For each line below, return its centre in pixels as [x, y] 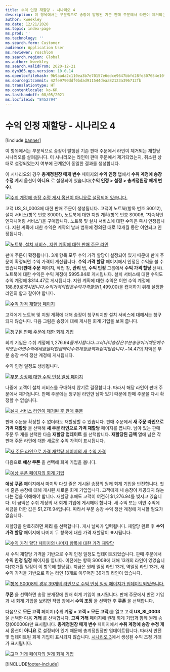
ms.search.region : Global [32, 57]
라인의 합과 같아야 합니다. [30, 293]
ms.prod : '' [18, 33]
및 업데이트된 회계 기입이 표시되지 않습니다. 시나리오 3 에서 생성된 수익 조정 [79, 637]
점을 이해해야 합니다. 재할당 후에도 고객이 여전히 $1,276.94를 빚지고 [81, 496]
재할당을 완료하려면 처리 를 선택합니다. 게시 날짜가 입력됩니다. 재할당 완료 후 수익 [85, 526]
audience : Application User [35, 48]
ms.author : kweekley [27, 62]
